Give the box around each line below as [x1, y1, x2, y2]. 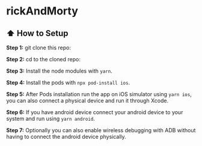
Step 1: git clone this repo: [6, 44, 71, 51]
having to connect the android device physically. [6, 133, 126, 140]
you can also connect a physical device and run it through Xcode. [6, 97, 169, 104]
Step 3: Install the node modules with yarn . [6, 67, 112, 75]
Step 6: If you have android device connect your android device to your [6, 109, 183, 115]
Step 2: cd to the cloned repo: [6, 56, 81, 62]
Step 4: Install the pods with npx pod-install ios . [6, 79, 130, 86]
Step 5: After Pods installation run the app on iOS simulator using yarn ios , [6, 91, 192, 97]
